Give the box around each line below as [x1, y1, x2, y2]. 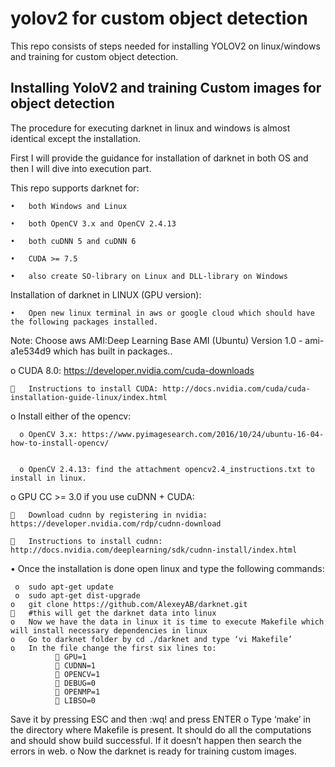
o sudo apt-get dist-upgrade [14, 590, 141, 601]
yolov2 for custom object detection [10, 7, 308, 30]
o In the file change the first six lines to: [10, 643, 217, 653]
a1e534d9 [10, 345, 52, 357]
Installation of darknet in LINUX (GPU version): [10, 288, 202, 301]
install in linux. [10, 473, 87, 483]
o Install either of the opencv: [10, 410, 132, 422]
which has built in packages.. [53, 345, 173, 357]
